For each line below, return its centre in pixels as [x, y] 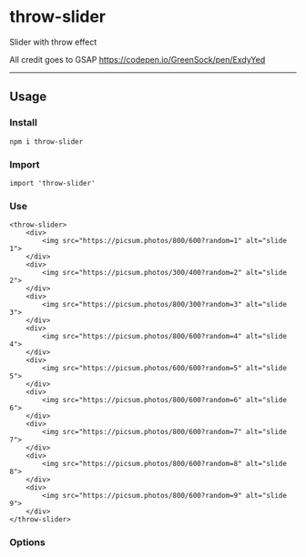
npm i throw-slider [46, 142]
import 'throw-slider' [52, 183]
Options [27, 542]
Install [24, 123]
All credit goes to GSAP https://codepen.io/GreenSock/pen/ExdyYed [138, 59]
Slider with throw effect [53, 42]
